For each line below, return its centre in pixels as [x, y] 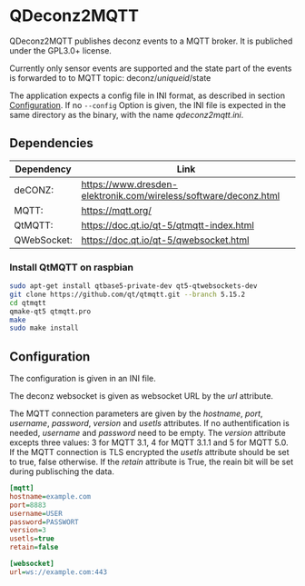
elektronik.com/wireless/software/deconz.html [181, 195]
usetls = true [32, 539]
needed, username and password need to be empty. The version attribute [148, 433]
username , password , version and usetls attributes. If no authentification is [150, 423]
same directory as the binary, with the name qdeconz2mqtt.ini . [127, 114]
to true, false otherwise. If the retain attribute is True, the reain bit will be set [151, 462]
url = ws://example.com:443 [58, 572]
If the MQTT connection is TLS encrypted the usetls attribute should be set [149, 452]
